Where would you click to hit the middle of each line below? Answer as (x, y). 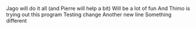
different (17, 21)
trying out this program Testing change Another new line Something (89, 14)
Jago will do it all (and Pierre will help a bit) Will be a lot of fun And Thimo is (98, 8)
